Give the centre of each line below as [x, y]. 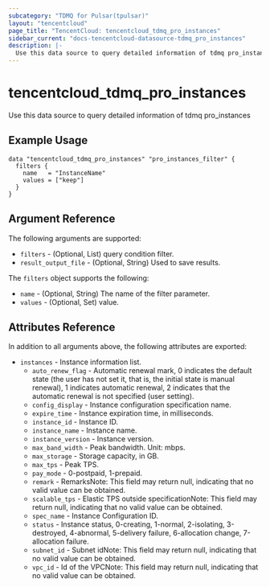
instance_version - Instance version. [93, 439]
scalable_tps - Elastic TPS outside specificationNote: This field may [144, 499]
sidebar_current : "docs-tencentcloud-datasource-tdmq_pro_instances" [127, 38]
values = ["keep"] [53, 180]
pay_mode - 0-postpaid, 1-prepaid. [87, 473]
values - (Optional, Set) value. [69, 302]
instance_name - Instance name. [84, 430]
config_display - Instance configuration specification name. [131, 405]
